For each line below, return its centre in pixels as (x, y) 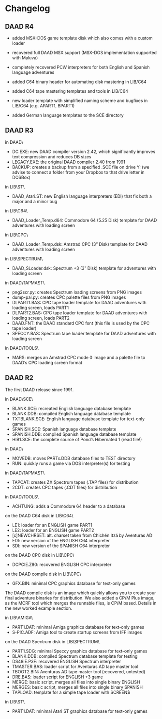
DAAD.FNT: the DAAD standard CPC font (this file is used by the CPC (81, 323)
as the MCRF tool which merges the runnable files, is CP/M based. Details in (81, 603)
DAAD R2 (19, 378)
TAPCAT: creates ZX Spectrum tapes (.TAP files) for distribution (75, 482)
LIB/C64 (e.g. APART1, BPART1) (43, 106)
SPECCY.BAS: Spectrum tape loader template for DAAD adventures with (84, 333)
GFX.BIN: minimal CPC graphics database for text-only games (74, 583)
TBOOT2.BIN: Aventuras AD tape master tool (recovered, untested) (79, 671)
